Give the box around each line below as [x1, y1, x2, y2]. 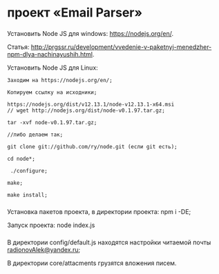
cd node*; [7, 155, 36, 163]
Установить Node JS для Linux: [7, 63, 98, 72]
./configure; [10, 168, 48, 175]
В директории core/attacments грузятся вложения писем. [7, 259, 177, 267]
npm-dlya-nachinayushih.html [7, 50, 93, 59]
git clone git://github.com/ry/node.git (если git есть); [7, 144, 178, 150]
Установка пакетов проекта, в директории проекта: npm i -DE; [7, 208, 191, 216]
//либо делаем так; [7, 131, 64, 139]
